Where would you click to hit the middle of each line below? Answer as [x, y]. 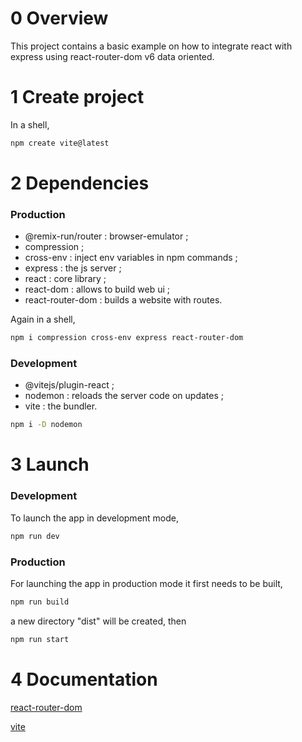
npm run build [40, 602]
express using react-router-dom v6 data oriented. [112, 56]
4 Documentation [84, 679]
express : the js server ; [73, 268]
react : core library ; [65, 279]
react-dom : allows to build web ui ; [97, 289]
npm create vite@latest [60, 143]
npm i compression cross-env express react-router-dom [127, 338]
